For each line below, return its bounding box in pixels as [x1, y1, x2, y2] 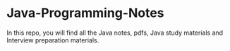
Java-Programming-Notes [6, 5, 164, 21]
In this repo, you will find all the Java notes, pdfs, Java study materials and [6, 28, 224, 37]
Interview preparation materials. [6, 35, 99, 44]
